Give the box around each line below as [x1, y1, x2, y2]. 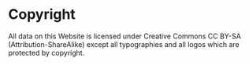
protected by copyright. [8, 48, 85, 57]
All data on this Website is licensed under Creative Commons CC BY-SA [8, 31, 242, 41]
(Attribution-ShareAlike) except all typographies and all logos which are [8, 39, 240, 49]
